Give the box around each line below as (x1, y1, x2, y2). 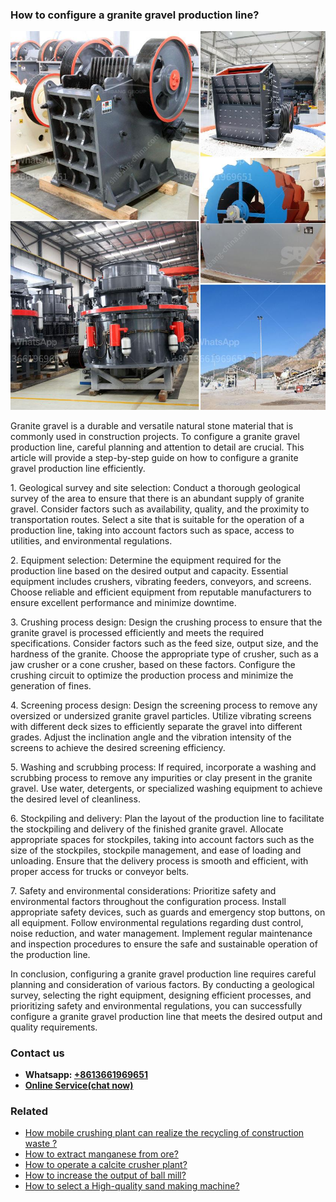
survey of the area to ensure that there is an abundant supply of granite (10, 492, 305, 504)
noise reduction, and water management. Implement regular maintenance (10, 927, 313, 939)
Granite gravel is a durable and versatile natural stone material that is (10, 419, 294, 432)
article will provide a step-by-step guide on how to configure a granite (10, 451, 299, 463)
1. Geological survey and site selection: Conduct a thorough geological (10, 481, 301, 493)
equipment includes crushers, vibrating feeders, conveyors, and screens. (10, 575, 312, 587)
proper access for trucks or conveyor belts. (10, 865, 190, 877)
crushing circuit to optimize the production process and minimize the (10, 669, 294, 681)
